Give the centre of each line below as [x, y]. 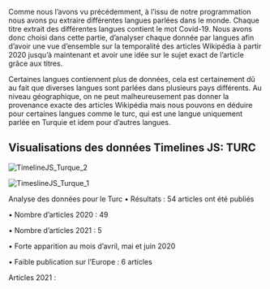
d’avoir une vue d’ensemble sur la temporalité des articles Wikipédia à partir [135, 46]
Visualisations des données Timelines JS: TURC [133, 148]
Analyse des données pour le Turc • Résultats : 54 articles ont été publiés [131, 199]
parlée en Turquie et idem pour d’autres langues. [90, 122]
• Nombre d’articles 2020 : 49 [58, 214]
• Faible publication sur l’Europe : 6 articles [80, 261]
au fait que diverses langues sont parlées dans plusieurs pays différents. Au [135, 88]
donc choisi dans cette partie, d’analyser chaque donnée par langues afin [131, 37]
